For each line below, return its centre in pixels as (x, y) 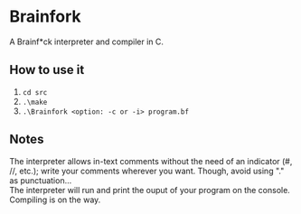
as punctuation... (41, 180)
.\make (35, 102)
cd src (35, 92)
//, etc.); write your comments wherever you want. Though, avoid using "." (147, 171)
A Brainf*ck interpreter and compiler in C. (87, 42)
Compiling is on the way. (55, 200)
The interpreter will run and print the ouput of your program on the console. (150, 190)
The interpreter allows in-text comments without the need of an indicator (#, (151, 161)
